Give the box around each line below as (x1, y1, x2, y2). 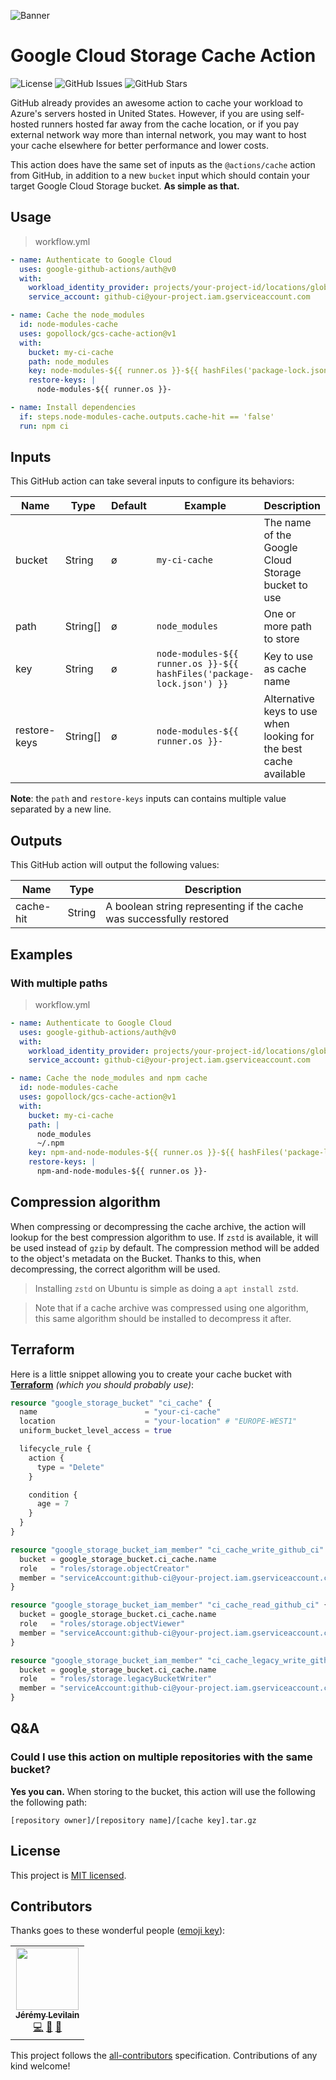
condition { (28, 1490, 78, 1500)
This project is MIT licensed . (10, 1869, 127, 1881)
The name (263, 516, 312, 530)
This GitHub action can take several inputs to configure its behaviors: (10, 475, 295, 487)
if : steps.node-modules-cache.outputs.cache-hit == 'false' (19, 411, 275, 422)
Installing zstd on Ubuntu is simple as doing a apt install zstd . (34, 1282, 299, 1294)
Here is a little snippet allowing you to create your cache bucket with (10, 1368, 293, 1380)
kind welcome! (10, 2060, 71, 2072)
